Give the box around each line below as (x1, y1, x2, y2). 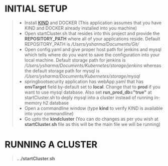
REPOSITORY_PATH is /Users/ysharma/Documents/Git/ (24, 41, 139, 47)
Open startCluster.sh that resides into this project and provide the (24, 30, 160, 36)
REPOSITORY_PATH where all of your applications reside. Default (24, 36, 160, 42)
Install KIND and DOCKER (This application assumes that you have (24, 20, 161, 26)
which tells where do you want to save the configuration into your (24, 51, 160, 58)
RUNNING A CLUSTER (5, 139, 98, 150)
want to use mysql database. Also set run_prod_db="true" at (24, 89, 152, 95)
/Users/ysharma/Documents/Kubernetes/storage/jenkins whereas (24, 62, 161, 68)
